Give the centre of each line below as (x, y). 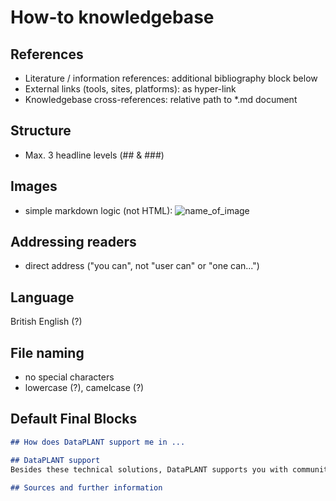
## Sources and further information (86, 487)
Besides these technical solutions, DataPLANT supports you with (149, 469)
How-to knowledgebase (112, 17)
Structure (41, 131)
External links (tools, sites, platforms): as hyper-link (130, 89)
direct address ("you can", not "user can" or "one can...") (142, 266)
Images (34, 186)
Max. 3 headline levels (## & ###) (94, 155)
